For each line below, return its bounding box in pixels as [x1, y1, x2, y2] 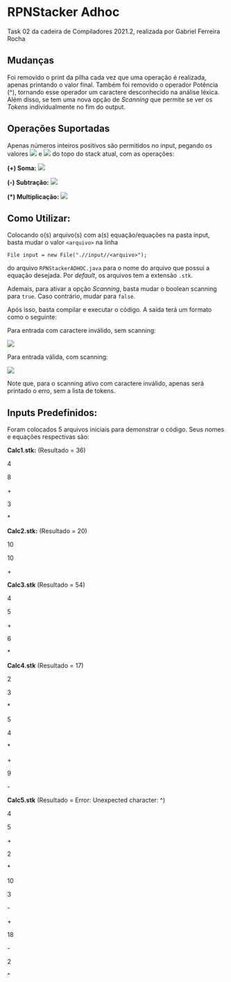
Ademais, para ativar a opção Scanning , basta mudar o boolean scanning [7, 285, 217, 293]
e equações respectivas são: [7, 433, 89, 441]
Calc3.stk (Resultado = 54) [7, 581, 85, 589]
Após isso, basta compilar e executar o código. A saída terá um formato [7, 306, 212, 314]
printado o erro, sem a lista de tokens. [7, 387, 116, 395]
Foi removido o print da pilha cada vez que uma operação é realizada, [7, 73, 207, 81]
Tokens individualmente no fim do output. [7, 102, 126, 111]
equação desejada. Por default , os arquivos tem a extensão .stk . [7, 272, 193, 280]
